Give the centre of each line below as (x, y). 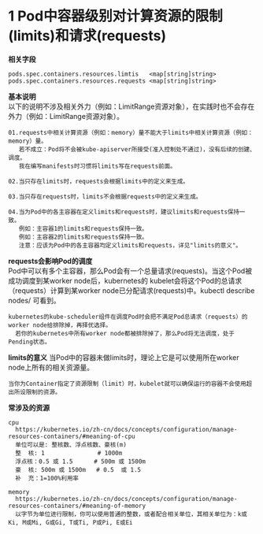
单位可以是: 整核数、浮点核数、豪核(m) (71, 445)
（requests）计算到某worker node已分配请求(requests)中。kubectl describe (131, 290)
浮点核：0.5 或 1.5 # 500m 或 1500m (80, 462)
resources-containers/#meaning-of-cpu (72, 436)
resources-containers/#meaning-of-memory (77, 506)
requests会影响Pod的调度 (50, 261)
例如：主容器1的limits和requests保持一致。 (83, 228)
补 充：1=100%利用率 (47, 478)
